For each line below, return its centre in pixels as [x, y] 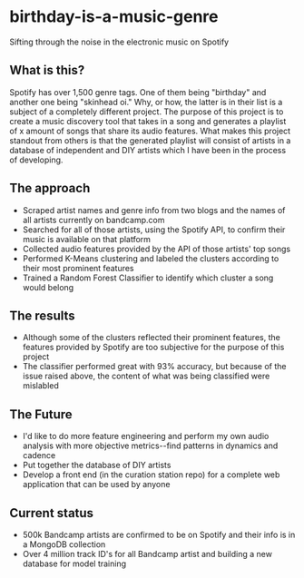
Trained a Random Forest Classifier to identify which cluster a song [148, 278]
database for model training [74, 563]
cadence [39, 456]
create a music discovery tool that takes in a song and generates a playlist [148, 121]
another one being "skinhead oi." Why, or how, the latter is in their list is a [146, 102]
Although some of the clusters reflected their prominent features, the [152, 338]
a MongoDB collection [64, 544]
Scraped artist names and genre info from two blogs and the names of [154, 210]
